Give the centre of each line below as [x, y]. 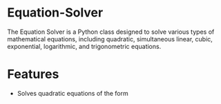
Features [33, 74]
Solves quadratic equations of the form [73, 93]
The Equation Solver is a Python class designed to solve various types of [111, 32]
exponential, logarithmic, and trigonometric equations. [84, 46]
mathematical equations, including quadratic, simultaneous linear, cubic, [110, 39]
